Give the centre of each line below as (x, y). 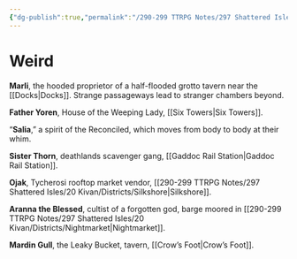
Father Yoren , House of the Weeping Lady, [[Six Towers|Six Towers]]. (136, 112)
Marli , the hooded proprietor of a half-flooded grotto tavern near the (133, 86)
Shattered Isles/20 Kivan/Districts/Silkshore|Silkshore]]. (110, 192)
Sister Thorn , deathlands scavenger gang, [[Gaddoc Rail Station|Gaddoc (142, 156)
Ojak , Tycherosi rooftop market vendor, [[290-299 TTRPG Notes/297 (135, 182)
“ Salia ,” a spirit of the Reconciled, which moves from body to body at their (144, 129)
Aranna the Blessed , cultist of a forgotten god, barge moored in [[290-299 (145, 209)
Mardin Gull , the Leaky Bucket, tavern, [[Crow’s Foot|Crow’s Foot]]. (132, 245)
